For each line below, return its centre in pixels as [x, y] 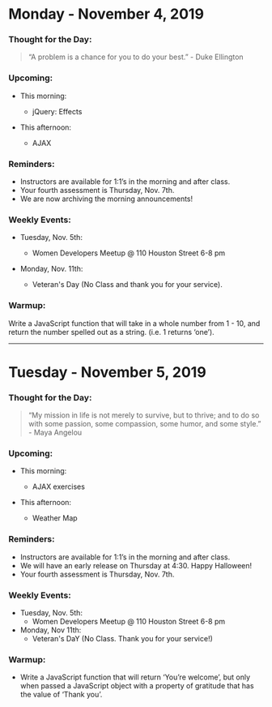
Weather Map [55, 518]
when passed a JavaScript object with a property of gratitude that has [137, 686]
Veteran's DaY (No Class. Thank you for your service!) [122, 639]
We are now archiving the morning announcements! [106, 199]
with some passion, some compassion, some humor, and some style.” [144, 424]
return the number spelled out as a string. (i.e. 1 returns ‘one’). [111, 332]
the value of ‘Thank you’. [61, 695]
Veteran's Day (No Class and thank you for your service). [127, 285]
